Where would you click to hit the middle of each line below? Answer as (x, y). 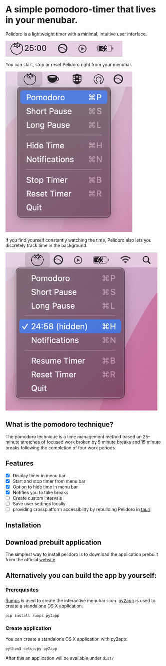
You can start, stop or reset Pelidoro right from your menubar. (69, 64)
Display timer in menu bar (39, 475)
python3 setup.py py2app (31, 649)
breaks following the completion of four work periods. (61, 448)
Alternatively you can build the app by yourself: (81, 576)
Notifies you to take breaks (40, 492)
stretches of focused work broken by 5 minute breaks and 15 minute (91, 442)
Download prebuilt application (53, 542)
